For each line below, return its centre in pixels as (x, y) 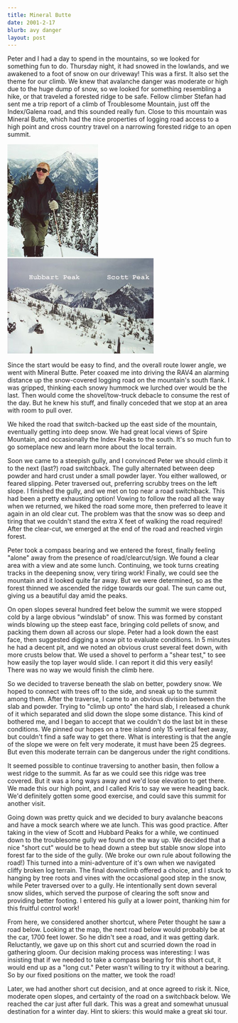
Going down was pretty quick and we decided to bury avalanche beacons (115, 817)
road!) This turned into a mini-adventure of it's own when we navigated (111, 863)
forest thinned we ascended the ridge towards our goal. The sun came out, (117, 588)
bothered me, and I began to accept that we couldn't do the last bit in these (118, 722)
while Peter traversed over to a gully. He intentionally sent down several (112, 886)
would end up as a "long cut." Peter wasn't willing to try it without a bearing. (118, 967)
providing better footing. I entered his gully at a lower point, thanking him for (119, 900)
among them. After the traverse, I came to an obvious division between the (117, 699)
